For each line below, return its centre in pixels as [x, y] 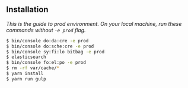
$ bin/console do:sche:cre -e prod [50, 46]
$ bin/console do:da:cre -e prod [47, 40]
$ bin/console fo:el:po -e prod [46, 63]
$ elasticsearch [26, 57]
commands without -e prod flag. [46, 30]
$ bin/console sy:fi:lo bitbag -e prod [55, 52]
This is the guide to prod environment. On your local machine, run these [94, 23]
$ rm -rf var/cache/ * [33, 68]
